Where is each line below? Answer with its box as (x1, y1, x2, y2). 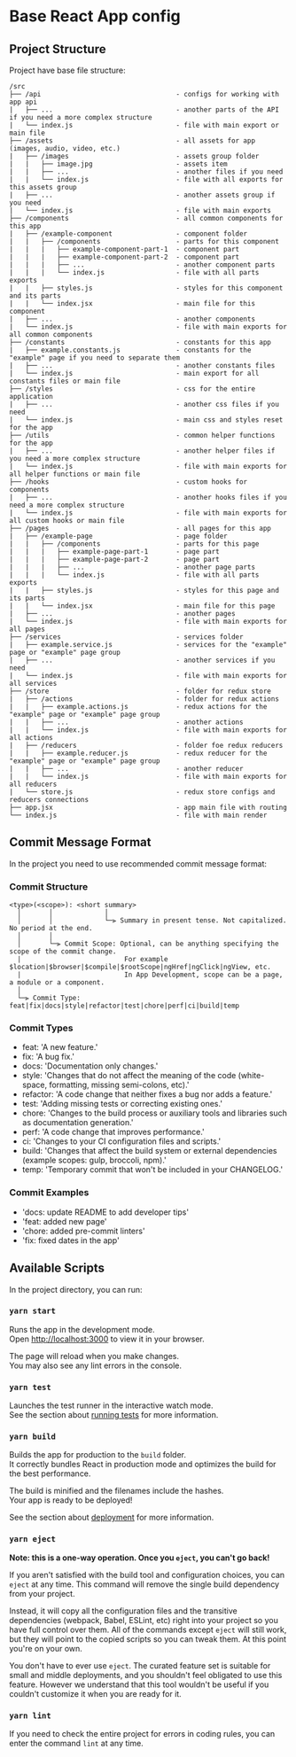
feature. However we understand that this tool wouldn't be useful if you (9, 1679, 269, 1690)
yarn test (9, 1382, 51, 1392)
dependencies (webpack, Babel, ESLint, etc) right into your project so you (9, 1614, 279, 1625)
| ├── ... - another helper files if (9, 447, 276, 455)
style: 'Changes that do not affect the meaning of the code (21, 1070, 237, 1081)
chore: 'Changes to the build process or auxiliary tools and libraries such (21, 1108, 288, 1118)
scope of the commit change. (9, 947, 117, 956)
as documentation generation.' (21, 1117, 135, 1128)
